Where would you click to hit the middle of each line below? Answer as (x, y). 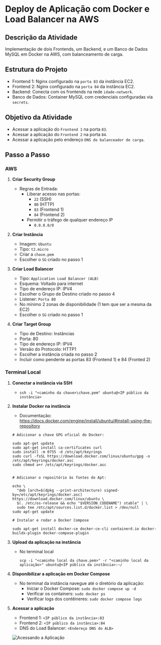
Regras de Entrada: (39, 189)
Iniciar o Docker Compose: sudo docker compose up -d (81, 588)
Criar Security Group (34, 180)
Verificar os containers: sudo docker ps (66, 593)
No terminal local (36, 551)
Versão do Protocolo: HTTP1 (48, 349)
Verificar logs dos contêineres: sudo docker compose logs (84, 599)
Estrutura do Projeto (36, 70)
